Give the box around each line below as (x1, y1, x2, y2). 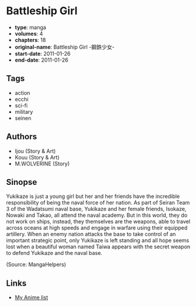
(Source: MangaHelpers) (6, 261, 66, 268)
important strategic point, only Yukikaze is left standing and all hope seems (6, 237, 189, 244)
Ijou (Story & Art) (14, 147, 56, 155)
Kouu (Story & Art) (14, 153, 60, 161)
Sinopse (6, 177, 37, 187)
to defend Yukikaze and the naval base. (6, 250, 102, 257)
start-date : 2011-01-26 (14, 50, 71, 57)
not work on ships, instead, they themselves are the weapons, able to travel (6, 218, 191, 225)
